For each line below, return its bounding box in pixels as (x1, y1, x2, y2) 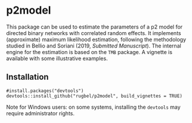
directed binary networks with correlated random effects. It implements (6, 29, 181, 36)
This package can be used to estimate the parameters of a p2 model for (6, 23, 183, 30)
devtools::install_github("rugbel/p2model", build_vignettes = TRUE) (6, 93, 183, 99)
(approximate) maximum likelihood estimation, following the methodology (6, 36, 187, 43)
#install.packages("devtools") (6, 87, 84, 94)
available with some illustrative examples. (6, 55, 109, 62)
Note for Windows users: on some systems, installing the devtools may (6, 103, 181, 111)
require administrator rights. (6, 109, 75, 116)
